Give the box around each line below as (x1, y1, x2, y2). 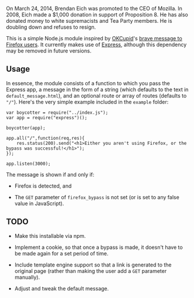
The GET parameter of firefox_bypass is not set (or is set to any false (14, 193, 179, 200)
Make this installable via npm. (14, 232, 86, 239)
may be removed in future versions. (6, 47, 92, 54)
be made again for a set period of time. (14, 250, 109, 257)
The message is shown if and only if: (6, 171, 95, 178)
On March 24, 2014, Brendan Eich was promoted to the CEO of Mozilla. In (6, 5, 182, 12)
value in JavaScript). (14, 200, 64, 207)
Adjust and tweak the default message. (14, 285, 109, 292)
